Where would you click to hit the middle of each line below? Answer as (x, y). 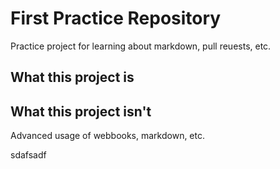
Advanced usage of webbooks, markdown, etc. (108, 136)
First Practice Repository (116, 18)
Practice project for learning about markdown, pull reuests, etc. (141, 46)
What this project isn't (81, 111)
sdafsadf (28, 155)
